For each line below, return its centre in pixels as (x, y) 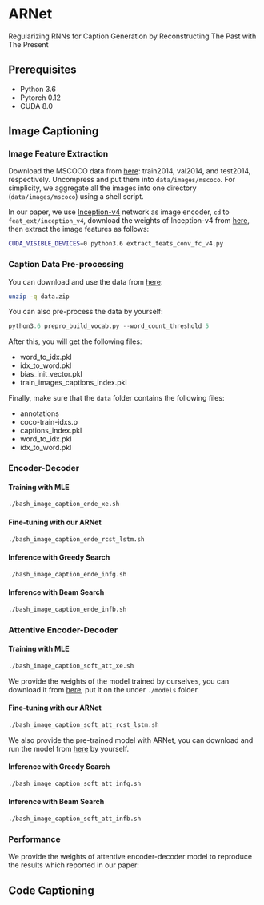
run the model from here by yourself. (69, 748)
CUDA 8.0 (36, 106)
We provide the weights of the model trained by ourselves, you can (119, 681)
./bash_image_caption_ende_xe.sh (64, 504)
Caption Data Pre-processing (66, 265)
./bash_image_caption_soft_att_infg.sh (75, 783)
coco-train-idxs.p (49, 422)
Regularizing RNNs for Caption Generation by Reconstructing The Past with (132, 36)
